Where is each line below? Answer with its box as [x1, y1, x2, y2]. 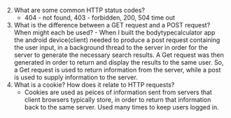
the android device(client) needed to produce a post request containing [13, 36, 220, 44]
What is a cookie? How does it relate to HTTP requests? [13, 81, 175, 88]
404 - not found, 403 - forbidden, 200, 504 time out [24, 13, 175, 22]
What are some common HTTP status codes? [13, 6, 146, 14]
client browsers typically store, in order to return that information [24, 96, 211, 104]
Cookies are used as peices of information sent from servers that [24, 88, 212, 96]
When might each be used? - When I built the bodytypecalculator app [13, 28, 216, 37]
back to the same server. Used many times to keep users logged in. [24, 103, 219, 111]
